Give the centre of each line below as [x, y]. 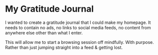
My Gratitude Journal [50, 9]
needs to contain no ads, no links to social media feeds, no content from [78, 27]
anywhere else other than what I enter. [44, 33]
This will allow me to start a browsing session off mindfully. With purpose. [79, 42]
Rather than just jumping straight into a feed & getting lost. [64, 47]
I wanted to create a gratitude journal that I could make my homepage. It [78, 22]
